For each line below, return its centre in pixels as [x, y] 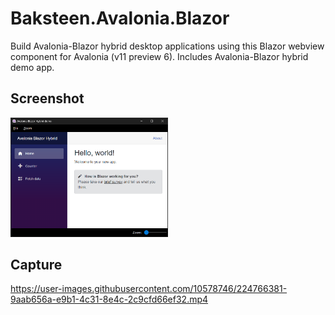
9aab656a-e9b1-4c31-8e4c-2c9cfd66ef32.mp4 [109, 299]
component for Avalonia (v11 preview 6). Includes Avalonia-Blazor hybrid [159, 56]
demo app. [32, 67]
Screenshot [47, 98]
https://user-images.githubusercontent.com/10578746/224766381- [149, 289]
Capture [36, 264]
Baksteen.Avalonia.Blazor [120, 18]
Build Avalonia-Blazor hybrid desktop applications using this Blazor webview [167, 46]
